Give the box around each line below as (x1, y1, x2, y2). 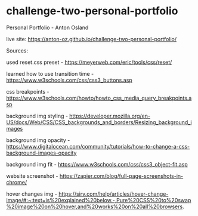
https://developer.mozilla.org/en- (69, 112, 151, 119)
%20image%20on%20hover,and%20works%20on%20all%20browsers (6, 203, 183, 210)
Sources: (6, 47, 29, 54)
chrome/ (6, 178, 27, 186)
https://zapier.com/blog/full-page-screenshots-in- (59, 172, 184, 180)
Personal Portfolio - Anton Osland (6, 24, 89, 31)
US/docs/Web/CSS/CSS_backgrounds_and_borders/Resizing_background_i (6, 118, 192, 126)
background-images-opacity (6, 149, 77, 156)
